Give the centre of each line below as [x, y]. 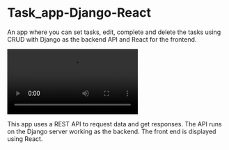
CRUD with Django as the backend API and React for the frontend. [102, 39]
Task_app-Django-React [79, 13]
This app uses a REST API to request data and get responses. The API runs [114, 124]
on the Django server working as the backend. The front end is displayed [112, 131]
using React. [25, 139]
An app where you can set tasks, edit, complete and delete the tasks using [114, 32]
